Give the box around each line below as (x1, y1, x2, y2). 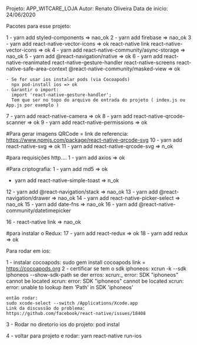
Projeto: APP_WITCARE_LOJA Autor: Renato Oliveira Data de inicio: (6, 5, 168, 12)
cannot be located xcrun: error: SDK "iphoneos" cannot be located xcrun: (6, 277, 184, 284)
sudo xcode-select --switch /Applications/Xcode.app (6, 300, 138, 306)
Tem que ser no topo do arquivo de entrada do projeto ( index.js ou (11, 97, 185, 103)
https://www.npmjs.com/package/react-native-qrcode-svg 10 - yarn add (6, 136, 182, 143)
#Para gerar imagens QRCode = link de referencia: (6, 130, 129, 137)
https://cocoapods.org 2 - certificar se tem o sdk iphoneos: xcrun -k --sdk (6, 265, 187, 272)
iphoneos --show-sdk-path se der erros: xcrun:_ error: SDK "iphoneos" (6, 272, 179, 278)
